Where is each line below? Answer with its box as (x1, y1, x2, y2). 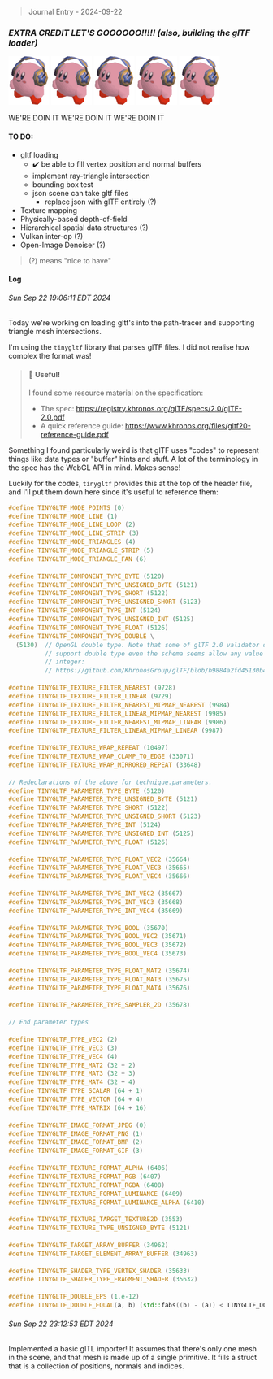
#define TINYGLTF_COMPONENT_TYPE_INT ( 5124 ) (8, 607, 162, 615)
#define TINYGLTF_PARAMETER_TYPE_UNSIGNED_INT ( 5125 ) (8, 829, 195, 837)
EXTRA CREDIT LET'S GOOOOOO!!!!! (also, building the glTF (8, 27, 250, 38)
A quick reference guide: (40, 420, 123, 430)
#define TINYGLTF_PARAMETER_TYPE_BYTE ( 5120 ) (8, 786, 165, 795)
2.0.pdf (40, 412, 65, 422)
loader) (8, 37, 38, 48)
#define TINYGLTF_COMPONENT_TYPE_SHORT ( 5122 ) (8, 589, 169, 598)
